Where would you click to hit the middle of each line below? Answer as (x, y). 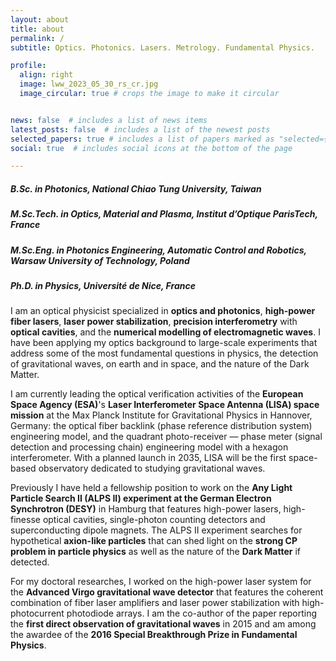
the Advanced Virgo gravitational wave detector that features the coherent (167, 592)
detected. (30, 562)
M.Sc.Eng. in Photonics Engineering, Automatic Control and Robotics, (158, 250)
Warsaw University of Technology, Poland (100, 260)
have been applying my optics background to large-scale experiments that (164, 343)
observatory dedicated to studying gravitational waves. (152, 468)
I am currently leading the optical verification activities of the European (157, 394)
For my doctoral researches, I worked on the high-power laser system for (161, 582)
